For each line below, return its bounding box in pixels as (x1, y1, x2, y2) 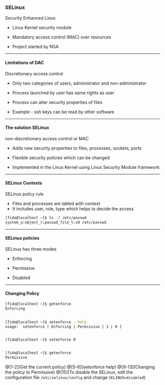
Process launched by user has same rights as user (12, 90, 114, 96)
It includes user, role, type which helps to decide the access (12, 206, 134, 212)
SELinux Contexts (5, 180, 43, 186)
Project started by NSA (12, 44, 59, 50)
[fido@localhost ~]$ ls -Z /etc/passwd (5, 215, 87, 220)
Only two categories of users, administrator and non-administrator (12, 80, 147, 86)
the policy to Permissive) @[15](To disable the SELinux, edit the (5, 369, 133, 375)
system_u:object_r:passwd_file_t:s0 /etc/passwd (5, 220, 107, 225)
